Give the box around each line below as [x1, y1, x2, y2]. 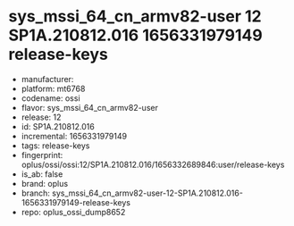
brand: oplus [21, 178, 69, 188]
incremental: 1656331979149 [21, 130, 127, 141]
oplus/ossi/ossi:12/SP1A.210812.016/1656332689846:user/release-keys [21, 159, 285, 170]
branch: [21, 188, 51, 198]
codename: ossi [21, 92, 81, 104]
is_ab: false [21, 168, 63, 180]
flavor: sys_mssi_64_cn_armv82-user [21, 102, 158, 113]
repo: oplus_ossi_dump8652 [21, 206, 126, 217]
